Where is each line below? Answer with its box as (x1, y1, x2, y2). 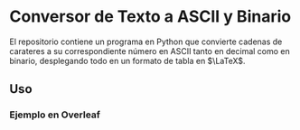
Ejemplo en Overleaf (9, 108, 101, 121)
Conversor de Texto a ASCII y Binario (9, 6, 292, 27)
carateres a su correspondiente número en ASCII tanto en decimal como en (9, 45, 291, 56)
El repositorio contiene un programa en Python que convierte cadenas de (9, 36, 283, 47)
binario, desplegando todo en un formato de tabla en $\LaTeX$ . (9, 55, 246, 66)
